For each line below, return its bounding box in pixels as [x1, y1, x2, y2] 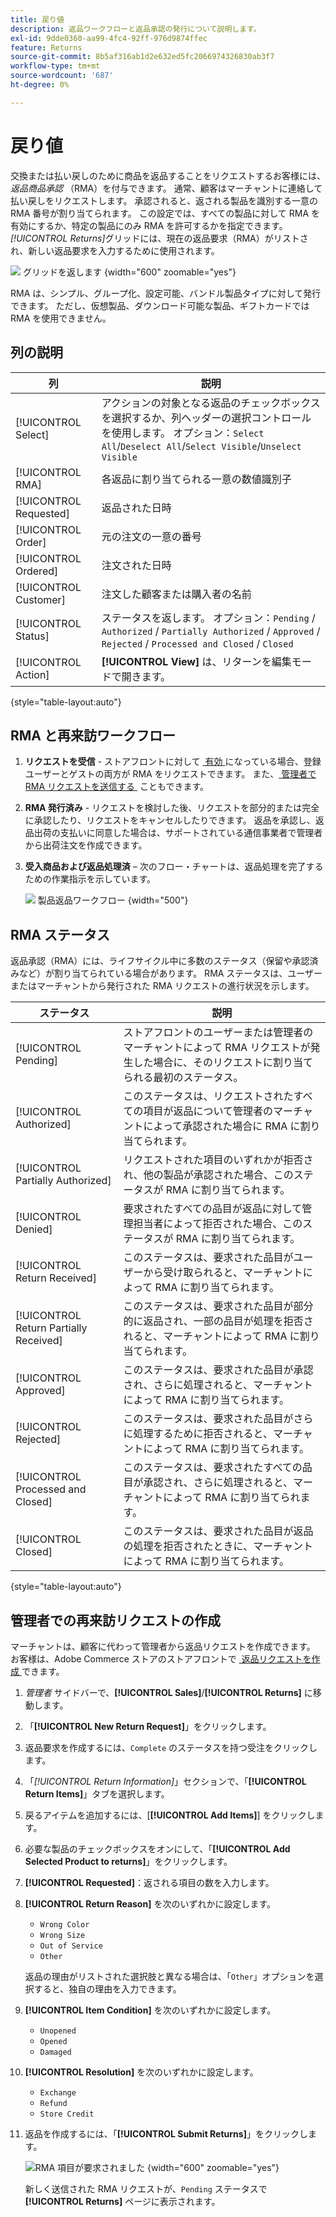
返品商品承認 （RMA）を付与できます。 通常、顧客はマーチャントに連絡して [10, 182, 323, 194]
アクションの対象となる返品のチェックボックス [101, 396, 321, 410]
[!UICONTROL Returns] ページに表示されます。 [24, 2195, 221, 2207]
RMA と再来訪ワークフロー [10, 727, 177, 744]
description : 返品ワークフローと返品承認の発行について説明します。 [10, 24, 262, 34]
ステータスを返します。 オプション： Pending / [101, 611, 316, 625]
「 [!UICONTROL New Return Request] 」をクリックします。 [24, 1720, 272, 1732]
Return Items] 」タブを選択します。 [24, 1787, 170, 1800]
